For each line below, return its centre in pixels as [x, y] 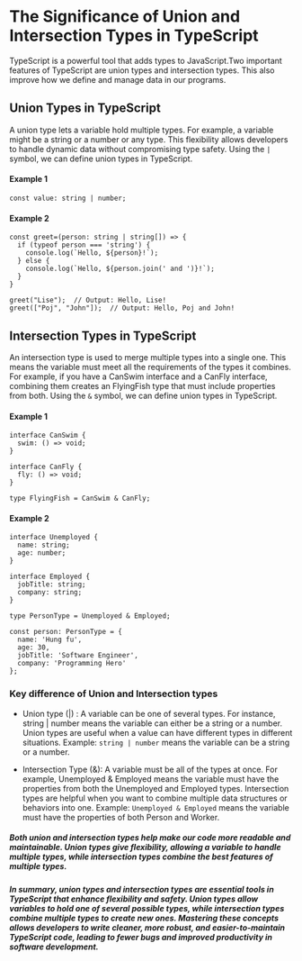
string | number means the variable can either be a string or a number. [152, 723]
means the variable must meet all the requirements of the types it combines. [151, 367]
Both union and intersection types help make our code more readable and [150, 838]
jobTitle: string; [52, 585]
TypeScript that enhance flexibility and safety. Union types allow [134, 899]
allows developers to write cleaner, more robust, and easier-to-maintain [147, 927]
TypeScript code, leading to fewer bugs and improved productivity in [141, 937]
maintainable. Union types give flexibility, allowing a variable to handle [145, 848]
